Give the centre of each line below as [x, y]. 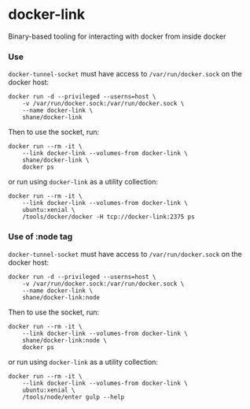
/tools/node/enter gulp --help [74, 397]
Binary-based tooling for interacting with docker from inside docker [117, 36]
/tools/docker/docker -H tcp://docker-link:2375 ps [108, 217]
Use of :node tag [40, 236]
